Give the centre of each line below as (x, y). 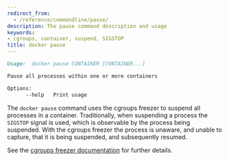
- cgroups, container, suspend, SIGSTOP (66, 39)
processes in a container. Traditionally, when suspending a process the (107, 115)
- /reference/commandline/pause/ (61, 20)
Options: (20, 88)
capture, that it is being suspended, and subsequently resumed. (97, 136)
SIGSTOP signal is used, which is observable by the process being (99, 122)
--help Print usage (56, 95)
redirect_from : (29, 13)
